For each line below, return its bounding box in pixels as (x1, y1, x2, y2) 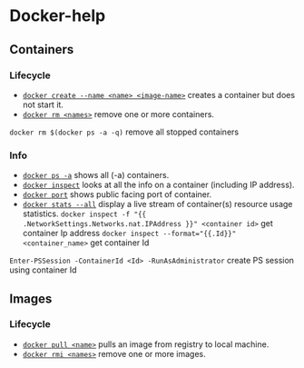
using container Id (9, 264, 77, 275)
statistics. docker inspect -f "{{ (22, 208, 147, 219)
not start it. (22, 99, 64, 110)
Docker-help (9, 5, 106, 26)
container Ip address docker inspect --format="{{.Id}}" (22, 228, 237, 239)
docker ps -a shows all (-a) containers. (22, 170, 170, 181)
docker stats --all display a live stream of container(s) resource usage (22, 199, 293, 210)
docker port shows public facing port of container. (22, 189, 212, 200)
